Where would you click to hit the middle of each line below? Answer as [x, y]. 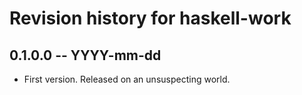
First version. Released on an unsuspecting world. [127, 79]
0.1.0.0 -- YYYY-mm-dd [85, 55]
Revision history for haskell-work [150, 18]
